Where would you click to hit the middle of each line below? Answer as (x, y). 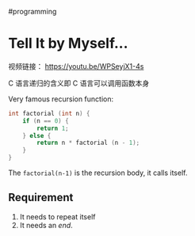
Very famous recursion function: (61, 99)
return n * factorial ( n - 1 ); (88, 143)
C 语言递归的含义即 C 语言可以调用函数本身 (79, 83)
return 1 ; (53, 128)
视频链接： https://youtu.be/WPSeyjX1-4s (76, 66)
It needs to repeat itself (57, 216)
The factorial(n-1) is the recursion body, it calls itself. (98, 173)
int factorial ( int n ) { (49, 113)
